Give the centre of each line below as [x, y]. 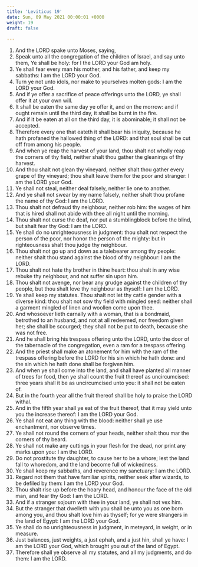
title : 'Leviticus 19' [34, 12]
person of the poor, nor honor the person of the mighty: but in [90, 239]
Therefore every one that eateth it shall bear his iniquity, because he [98, 132]
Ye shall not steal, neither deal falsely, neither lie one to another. [93, 188]
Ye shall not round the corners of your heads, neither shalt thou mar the [102, 433]
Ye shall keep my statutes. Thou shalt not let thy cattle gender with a [98, 295]
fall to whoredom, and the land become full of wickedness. [86, 465]
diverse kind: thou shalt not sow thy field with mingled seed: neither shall [104, 301]
